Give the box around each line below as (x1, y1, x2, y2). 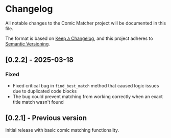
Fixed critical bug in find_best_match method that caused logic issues (12, 82, 159, 88)
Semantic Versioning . (5, 40, 50, 47)
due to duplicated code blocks (12, 88, 77, 94)
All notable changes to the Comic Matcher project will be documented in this (5, 20, 166, 26)
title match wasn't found (12, 99, 64, 105)
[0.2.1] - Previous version (5, 113, 87, 123)
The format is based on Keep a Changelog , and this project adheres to (5, 35, 153, 41)
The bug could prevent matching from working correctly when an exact (12, 93, 163, 100)
